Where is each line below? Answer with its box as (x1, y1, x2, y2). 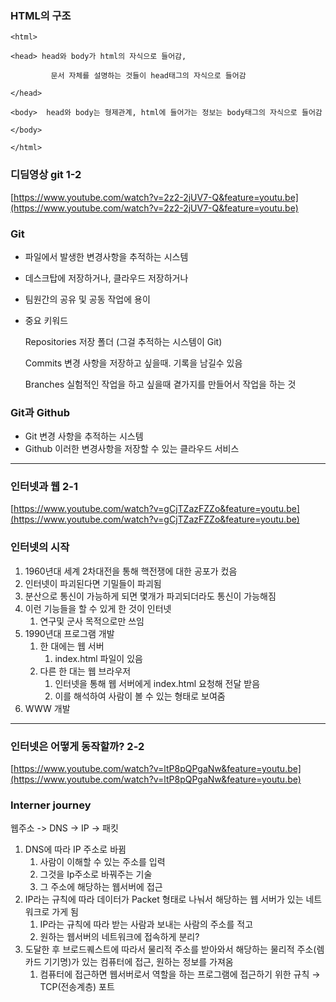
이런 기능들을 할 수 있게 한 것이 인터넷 (24, 602, 172, 614)
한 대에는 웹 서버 (39, 640, 105, 652)
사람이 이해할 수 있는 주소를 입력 (39, 856, 166, 868)
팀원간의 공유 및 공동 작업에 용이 (24, 293, 151, 305)
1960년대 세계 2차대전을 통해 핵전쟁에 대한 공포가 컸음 (24, 565, 238, 577)
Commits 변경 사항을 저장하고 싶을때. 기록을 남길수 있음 (24, 357, 243, 369)
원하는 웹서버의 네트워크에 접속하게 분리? (39, 931, 200, 943)
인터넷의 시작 (10, 540, 70, 554)
